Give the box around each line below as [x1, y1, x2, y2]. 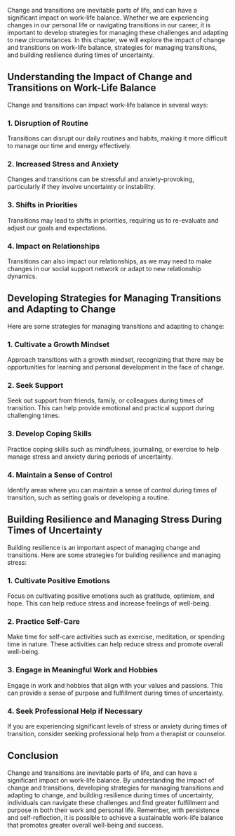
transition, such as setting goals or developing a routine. [7, 493, 170, 502]
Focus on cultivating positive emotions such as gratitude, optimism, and [7, 592, 215, 600]
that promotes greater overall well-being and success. [7, 821, 163, 829]
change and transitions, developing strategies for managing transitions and [7, 783, 224, 792]
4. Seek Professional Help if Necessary [7, 706, 143, 716]
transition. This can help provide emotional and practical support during [7, 404, 215, 412]
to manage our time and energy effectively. [7, 142, 132, 150]
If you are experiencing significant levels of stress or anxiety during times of [7, 722, 227, 730]
